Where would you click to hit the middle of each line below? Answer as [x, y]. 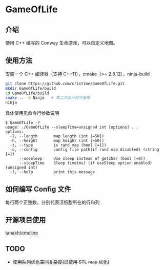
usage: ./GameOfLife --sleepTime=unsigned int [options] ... [72, 127]
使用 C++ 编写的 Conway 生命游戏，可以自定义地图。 [61, 43]
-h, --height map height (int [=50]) [57, 141]
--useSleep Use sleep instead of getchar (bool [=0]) [82, 159]
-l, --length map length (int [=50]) [57, 136]
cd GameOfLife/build [27, 93]
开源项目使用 [26, 220]
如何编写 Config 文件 [38, 189]
